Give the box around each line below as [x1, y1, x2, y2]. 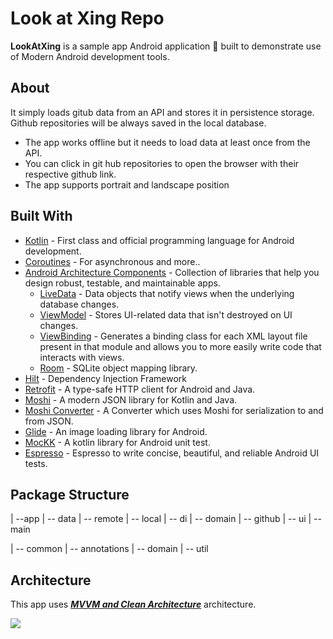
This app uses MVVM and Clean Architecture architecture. [10, 598, 257, 611]
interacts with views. [39, 351, 125, 363]
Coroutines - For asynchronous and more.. [24, 255, 201, 267]
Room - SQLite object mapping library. [39, 362, 198, 374]
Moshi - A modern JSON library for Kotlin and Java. [24, 393, 238, 406]
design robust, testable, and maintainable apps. [24, 277, 221, 289]
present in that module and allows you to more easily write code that [39, 340, 322, 352]
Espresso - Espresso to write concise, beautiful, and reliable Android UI [24, 447, 320, 459]
